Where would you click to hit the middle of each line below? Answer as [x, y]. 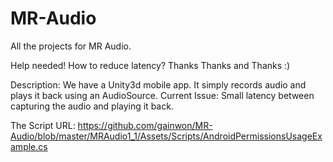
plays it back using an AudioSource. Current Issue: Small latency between [162, 95]
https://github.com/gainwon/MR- [145, 125]
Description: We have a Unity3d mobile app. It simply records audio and [158, 84]
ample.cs [29, 146]
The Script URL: [43, 125]
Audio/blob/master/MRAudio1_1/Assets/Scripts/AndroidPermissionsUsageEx [166, 136]
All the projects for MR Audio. [71, 46]
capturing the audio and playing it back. [92, 106]
